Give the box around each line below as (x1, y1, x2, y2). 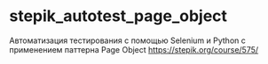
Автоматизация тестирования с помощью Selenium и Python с (9, 35, 246, 46)
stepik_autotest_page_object (9, 6, 228, 26)
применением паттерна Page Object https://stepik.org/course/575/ (9, 44, 259, 54)
